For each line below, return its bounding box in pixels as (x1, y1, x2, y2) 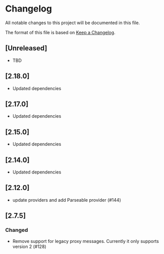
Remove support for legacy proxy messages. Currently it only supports (12, 238, 159, 244)
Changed (5, 227, 29, 234)
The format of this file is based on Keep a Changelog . (5, 29, 116, 35)
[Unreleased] (5, 44, 48, 53)
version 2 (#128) (12, 243, 47, 249)
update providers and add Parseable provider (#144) (12, 197, 121, 203)
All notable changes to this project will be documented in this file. (5, 20, 140, 26)
